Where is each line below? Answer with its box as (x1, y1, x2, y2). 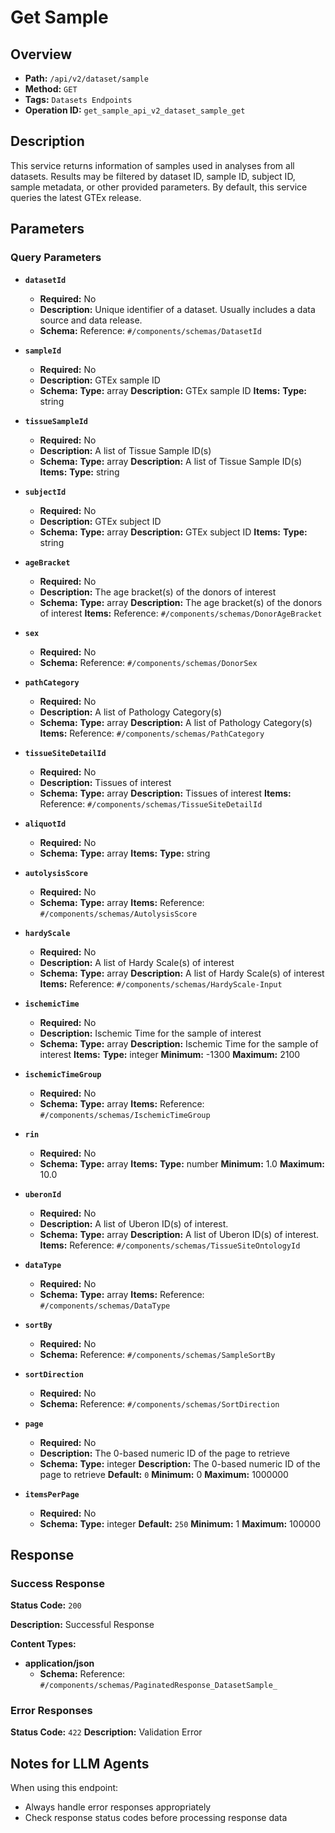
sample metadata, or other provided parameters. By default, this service (10, 181, 308, 193)
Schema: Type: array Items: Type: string (39, 847, 211, 859)
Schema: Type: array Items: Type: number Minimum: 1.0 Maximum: (39, 1157, 325, 1170)
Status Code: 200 (10, 1599, 82, 1611)
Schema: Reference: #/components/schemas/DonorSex (39, 656, 258, 668)
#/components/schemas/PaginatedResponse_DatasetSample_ (39, 1681, 278, 1691)
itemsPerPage (24, 1489, 80, 1500)
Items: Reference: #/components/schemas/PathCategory (39, 727, 265, 739)
